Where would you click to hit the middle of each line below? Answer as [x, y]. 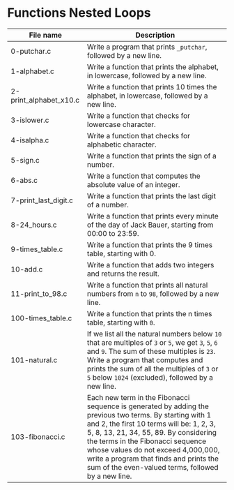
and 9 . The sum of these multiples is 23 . [151, 351]
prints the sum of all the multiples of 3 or [153, 369]
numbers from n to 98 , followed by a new [153, 293]
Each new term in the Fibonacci [138, 397]
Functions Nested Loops [79, 13]
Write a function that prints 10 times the [152, 87]
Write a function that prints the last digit [151, 195]
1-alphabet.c [32, 71]
